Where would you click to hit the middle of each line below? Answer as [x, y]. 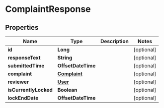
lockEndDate [23, 98]
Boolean [67, 90]
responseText [24, 58]
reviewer [18, 82]
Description [115, 41]
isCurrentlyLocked [30, 90]
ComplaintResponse [48, 9]
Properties [22, 27]
